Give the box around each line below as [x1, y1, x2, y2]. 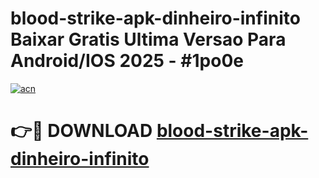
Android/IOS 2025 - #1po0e [10, 50, 244, 72]
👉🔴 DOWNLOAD [10, 120, 153, 142]
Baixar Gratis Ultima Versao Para [10, 28, 287, 51]
